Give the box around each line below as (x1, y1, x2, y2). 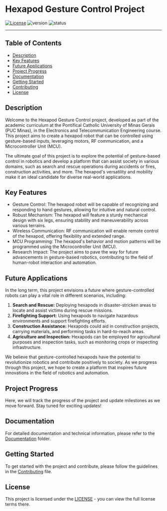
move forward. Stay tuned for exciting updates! (5, 403, 102, 409)
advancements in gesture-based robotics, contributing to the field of (12, 255, 153, 260)
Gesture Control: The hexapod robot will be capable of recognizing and (12, 201, 159, 207)
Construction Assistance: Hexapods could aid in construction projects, (12, 323, 160, 329)
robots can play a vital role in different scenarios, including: (5, 292, 127, 299)
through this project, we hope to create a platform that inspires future (5, 364, 147, 371)
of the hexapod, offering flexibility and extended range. (12, 233, 126, 239)
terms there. (5, 501, 30, 508)
